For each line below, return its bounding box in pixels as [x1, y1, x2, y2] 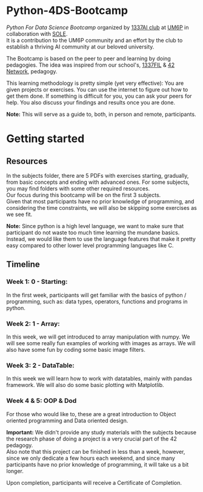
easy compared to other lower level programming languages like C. [6, 241, 174, 249]
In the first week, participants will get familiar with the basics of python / [6, 291, 187, 298]
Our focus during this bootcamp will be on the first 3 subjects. [6, 191, 161, 198]
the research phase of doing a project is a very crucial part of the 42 [6, 435, 178, 442]
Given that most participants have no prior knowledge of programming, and [6, 198, 195, 205]
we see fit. [6, 211, 33, 218]
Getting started [6, 132, 85, 146]
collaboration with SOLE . [6, 30, 68, 37]
